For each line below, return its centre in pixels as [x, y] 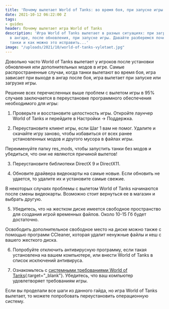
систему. [15, 301]
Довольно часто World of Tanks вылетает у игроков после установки [80, 61]
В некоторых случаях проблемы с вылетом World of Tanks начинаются [82, 188]
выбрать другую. [24, 199]
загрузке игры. [21, 83]
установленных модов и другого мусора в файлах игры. [73, 139]
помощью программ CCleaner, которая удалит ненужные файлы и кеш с [83, 235]
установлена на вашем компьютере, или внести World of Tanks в [83, 255]
